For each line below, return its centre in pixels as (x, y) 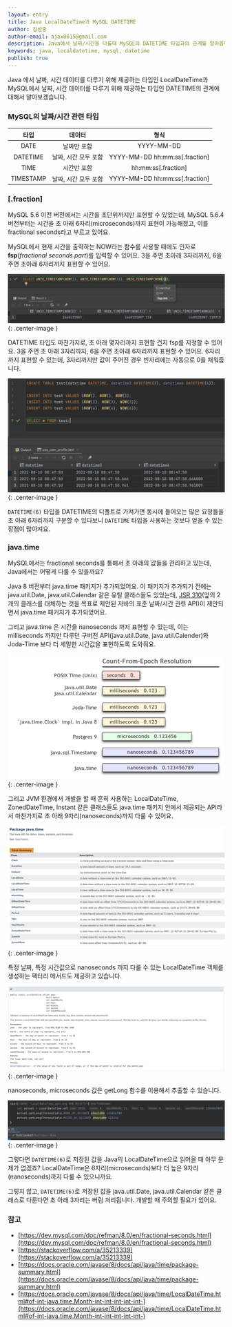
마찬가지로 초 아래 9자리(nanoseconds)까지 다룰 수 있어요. (94, 816)
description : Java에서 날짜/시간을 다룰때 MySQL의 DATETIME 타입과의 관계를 (107, 44)
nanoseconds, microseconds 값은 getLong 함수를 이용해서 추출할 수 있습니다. (115, 1090)
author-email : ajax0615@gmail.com (57, 37)
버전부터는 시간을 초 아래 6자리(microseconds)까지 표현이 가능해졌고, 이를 (108, 224)
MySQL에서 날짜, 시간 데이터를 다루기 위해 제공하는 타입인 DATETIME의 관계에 (114, 88)
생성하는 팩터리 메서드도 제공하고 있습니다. (65, 976)
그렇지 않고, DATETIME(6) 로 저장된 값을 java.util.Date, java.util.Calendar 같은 (112, 1192)
